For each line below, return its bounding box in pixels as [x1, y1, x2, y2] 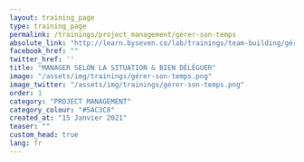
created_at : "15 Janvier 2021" [9, 113, 128, 122]
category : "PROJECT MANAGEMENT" [9, 96, 131, 106]
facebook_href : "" [9, 47, 79, 56]
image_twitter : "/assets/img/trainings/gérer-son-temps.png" [9, 80, 245, 89]
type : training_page [9, 22, 88, 31]
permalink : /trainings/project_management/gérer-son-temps [9, 30, 237, 39]
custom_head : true [9, 130, 79, 139]
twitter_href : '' [9, 55, 75, 64]
